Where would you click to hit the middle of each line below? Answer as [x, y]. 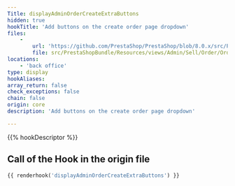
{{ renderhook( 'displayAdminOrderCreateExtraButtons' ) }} [93, 176]
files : [17, 33]
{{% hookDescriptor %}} [43, 137]
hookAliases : [26, 79]
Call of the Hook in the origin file [79, 159]
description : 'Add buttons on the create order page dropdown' [101, 111]
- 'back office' [44, 66]
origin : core [26, 105]
